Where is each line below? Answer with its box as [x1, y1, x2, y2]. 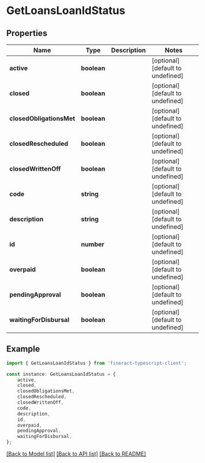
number [81, 240, 105, 248]
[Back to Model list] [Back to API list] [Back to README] [6, 450, 146, 458]
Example [6, 344, 40, 354]
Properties [6, 28, 48, 38]
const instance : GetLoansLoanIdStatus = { [6, 371, 116, 377]
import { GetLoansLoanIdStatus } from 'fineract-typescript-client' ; [6, 360, 187, 366]
